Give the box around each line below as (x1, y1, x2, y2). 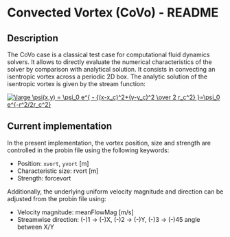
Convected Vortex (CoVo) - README (7, 5, 219, 21)
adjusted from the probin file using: (7, 194, 106, 203)
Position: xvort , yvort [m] (16, 159, 89, 167)
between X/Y (16, 223, 55, 231)
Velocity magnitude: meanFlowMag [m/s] (16, 208, 134, 216)
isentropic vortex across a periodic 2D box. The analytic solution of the (7, 72, 208, 81)
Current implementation (7, 121, 112, 132)
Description (7, 32, 58, 44)
